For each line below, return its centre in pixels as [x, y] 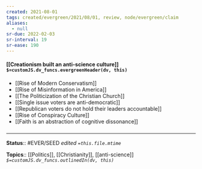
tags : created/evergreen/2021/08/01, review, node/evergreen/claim [93, 17]
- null [20, 29]
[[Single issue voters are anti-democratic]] [67, 102]
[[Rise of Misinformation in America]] [61, 90]
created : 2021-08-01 [32, 12]
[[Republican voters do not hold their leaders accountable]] [88, 109]
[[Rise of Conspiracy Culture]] [52, 115]
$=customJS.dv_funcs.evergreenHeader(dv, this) [67, 70]
